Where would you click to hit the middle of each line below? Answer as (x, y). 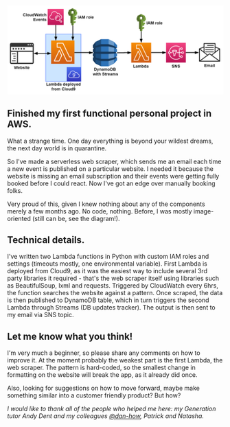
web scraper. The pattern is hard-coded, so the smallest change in (101, 368)
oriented (19, 218)
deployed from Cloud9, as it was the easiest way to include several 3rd (107, 271)
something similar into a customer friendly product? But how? (94, 395)
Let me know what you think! (70, 336)
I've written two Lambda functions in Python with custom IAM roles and (108, 257)
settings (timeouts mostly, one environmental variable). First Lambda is (107, 264)
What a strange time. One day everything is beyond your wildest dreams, (110, 141)
